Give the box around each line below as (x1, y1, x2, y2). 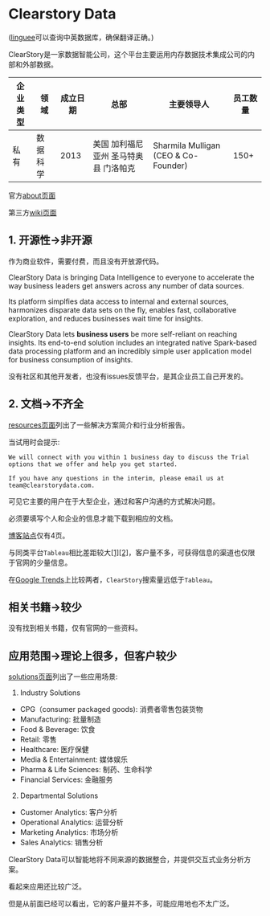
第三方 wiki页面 (8, 207, 57, 217)
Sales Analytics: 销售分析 (19, 837, 104, 848)
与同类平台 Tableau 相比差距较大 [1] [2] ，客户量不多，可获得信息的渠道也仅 (8, 547, 248, 557)
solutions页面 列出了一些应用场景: (8, 672, 118, 681)
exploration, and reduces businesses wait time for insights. (8, 313, 203, 323)
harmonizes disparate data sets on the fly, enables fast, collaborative (8, 305, 237, 314)
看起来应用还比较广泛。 (8, 881, 86, 892)
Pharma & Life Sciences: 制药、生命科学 (19, 765, 153, 775)
